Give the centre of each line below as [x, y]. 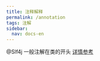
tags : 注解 [19, 23]
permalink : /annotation [36, 17]
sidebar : [17, 28]
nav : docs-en [28, 34]
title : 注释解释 [25, 12]
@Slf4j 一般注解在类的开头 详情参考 [50, 52]
